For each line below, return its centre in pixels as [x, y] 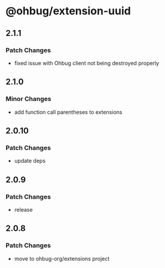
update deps [30, 161]
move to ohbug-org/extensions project [62, 258]
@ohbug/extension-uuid [68, 11]
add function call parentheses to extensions [68, 112]
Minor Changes [28, 99]
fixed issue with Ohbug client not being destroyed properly [87, 63]
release [24, 209]
